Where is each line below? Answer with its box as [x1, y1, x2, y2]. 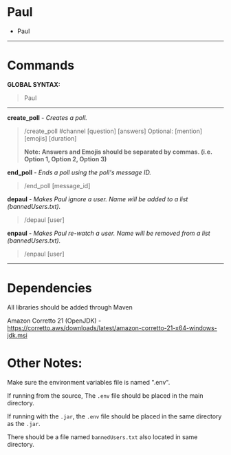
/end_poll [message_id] [23, 181, 91, 190]
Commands [7, 58, 75, 73]
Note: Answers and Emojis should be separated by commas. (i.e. [23, 148, 213, 156]
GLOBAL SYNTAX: [7, 80, 60, 88]
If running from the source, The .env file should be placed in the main [7, 391, 203, 400]
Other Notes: [7, 356, 82, 371]
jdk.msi [7, 331, 27, 339]
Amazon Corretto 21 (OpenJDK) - [7, 316, 102, 325]
